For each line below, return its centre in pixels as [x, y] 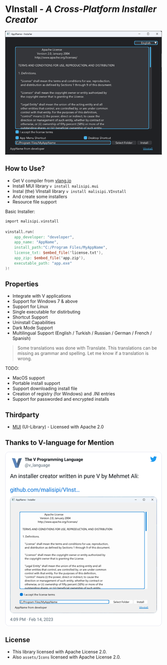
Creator [22, 20]
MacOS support [29, 378]
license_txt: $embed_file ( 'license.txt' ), [59, 253]
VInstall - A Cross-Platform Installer [81, 9]
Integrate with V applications [42, 296]
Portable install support [36, 383]
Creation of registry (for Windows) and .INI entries [64, 394]
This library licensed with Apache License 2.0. [60, 652]
